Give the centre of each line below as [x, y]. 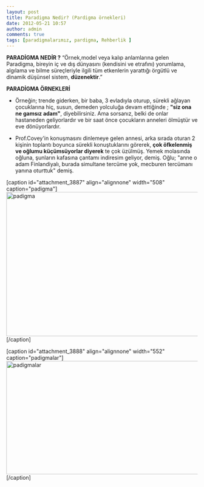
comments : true [25, 35]
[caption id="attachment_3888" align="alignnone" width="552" [86, 351]
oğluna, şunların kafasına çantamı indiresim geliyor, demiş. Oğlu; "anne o [106, 158]
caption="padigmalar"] [35, 358]
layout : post [23, 12]
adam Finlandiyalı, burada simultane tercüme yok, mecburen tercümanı [104, 164]
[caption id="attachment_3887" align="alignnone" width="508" [86, 182]
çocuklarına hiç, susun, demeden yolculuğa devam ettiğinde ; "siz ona [103, 107]
